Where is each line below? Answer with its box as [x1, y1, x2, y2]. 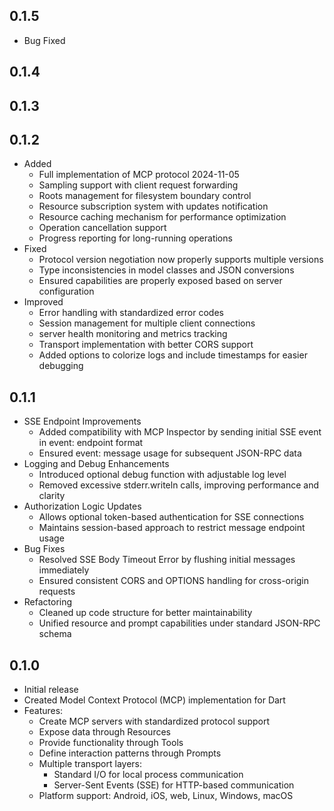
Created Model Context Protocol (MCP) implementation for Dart [23, 694, 286, 706]
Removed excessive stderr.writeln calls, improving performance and [38, 479, 320, 491]
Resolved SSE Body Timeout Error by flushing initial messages [38, 554, 296, 566]
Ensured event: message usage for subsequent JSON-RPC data [38, 447, 302, 459]
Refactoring [23, 596, 73, 608]
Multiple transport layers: [38, 758, 142, 770]
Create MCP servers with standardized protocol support [38, 715, 270, 728]
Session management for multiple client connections [38, 317, 256, 329]
